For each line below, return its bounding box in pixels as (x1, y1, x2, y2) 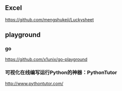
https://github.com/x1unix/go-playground (5, 56, 87, 62)
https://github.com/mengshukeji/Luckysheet (5, 16, 94, 22)
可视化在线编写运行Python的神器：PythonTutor (5, 69, 118, 76)
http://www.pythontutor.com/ (5, 80, 64, 86)
